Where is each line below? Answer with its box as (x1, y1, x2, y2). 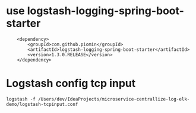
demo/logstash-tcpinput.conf (6, 101, 78, 107)
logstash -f (6, 96, 36, 102)
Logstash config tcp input (6, 77, 136, 90)
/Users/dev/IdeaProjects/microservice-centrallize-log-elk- (37, 96, 190, 102)
